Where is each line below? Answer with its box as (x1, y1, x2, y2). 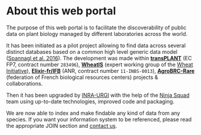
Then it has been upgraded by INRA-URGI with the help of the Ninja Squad (6, 91, 190, 99)
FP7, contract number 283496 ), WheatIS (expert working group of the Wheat (6, 61, 193, 68)
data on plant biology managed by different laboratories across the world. (6, 30, 188, 37)
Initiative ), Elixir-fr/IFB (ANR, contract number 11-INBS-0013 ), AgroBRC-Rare (6, 67, 195, 74)
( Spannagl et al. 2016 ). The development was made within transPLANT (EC (6, 54, 193, 62)
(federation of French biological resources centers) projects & (6, 73, 159, 81)
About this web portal (6, 4, 117, 18)
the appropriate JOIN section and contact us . (6, 122, 118, 129)
